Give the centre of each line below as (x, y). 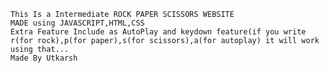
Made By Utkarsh (44, 58)
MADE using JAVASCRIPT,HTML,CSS (77, 23)
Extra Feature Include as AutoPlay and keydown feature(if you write (158, 32)
